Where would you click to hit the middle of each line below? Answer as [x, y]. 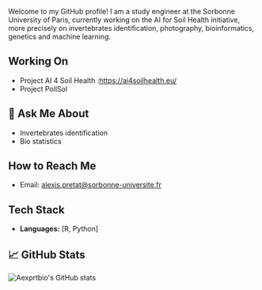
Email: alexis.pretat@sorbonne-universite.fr [91, 185]
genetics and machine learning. [59, 36]
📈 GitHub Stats [47, 255]
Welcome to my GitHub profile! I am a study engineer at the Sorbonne [122, 11]
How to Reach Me [52, 166]
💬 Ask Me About [49, 114]
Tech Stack [36, 210]
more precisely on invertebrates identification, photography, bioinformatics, [131, 28]
